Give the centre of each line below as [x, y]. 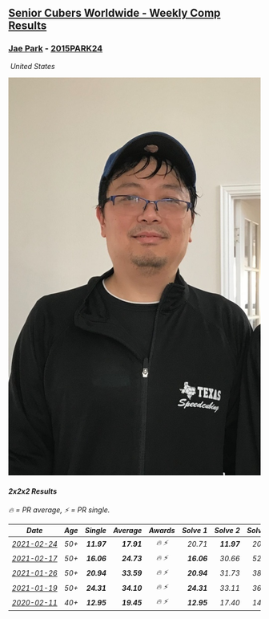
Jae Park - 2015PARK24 [56, 49]
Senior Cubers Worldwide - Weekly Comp [114, 13]
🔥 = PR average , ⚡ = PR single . [59, 510]
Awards [162, 531]
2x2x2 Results [33, 491]
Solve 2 [227, 531]
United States [32, 66]
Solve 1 [195, 531]
